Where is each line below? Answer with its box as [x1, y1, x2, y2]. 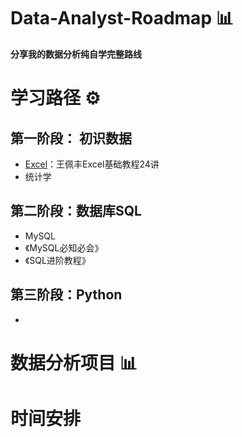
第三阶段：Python [10, 286, 123, 304]
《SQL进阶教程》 [24, 254, 91, 266]
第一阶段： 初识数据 [10, 130, 132, 147]
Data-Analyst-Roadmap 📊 [10, 7, 234, 30]
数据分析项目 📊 [10, 351, 138, 374]
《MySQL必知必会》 [24, 241, 104, 254]
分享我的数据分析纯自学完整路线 [10, 48, 142, 60]
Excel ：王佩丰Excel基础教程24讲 [24, 158, 160, 170]
